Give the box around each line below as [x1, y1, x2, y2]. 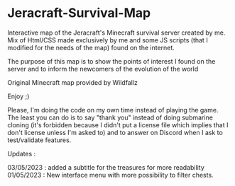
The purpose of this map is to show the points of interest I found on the [7, 57, 216, 65]
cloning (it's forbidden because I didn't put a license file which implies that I [7, 120, 229, 129]
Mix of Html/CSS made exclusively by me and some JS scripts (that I [7, 35, 208, 44]
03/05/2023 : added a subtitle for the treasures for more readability [7, 163, 204, 171]
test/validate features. [7, 136, 72, 144]
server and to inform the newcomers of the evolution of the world [7, 64, 199, 73]
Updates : [7, 149, 36, 158]
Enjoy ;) [7, 92, 30, 100]
